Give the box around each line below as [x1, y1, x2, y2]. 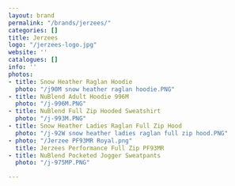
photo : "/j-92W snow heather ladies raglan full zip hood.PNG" [15, 129, 228, 137]
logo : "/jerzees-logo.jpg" [8, 41, 97, 49]
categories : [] [8, 26, 59, 34]
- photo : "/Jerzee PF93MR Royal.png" [8, 136, 133, 145]
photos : [8, 70, 34, 78]
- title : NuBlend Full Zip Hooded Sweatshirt [8, 108, 161, 116]
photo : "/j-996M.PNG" [15, 100, 87, 108]
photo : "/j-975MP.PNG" [15, 159, 90, 167]
